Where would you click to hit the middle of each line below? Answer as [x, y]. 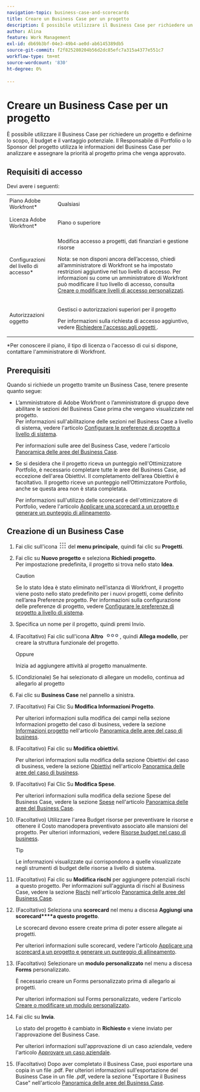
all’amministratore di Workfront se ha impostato [115, 265]
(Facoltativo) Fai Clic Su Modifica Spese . [66, 784]
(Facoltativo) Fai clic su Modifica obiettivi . [67, 748]
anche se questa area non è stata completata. [71, 488]
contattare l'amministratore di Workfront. [56, 352]
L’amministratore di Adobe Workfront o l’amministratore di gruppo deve [102, 402]
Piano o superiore [79, 223]
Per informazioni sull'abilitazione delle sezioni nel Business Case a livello [104, 421]
